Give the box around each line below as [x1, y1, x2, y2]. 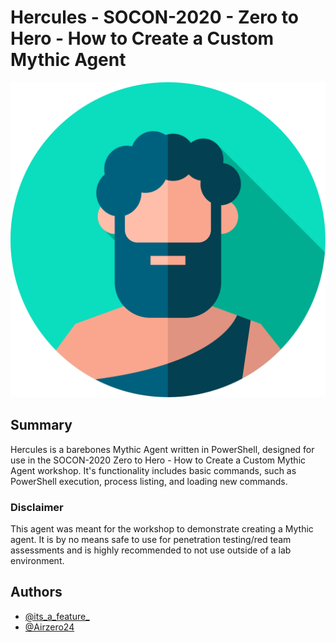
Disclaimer [10, 500, 64, 514]
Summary [10, 417, 73, 434]
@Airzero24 [24, 621, 75, 633]
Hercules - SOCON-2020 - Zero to [10, 6, 299, 29]
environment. [10, 555, 65, 567]
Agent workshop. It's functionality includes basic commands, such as [10, 464, 297, 476]
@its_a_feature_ [24, 610, 90, 622]
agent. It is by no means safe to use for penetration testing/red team [10, 534, 292, 546]
